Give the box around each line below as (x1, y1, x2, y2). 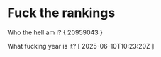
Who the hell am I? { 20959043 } (7, 28, 103, 37)
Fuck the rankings (7, 5, 116, 21)
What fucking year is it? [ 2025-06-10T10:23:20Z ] (7, 42, 155, 50)
